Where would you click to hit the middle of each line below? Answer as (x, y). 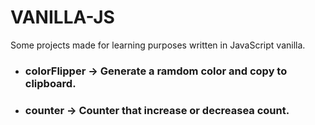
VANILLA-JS (62, 17)
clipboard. (50, 83)
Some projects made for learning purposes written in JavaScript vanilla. (158, 45)
